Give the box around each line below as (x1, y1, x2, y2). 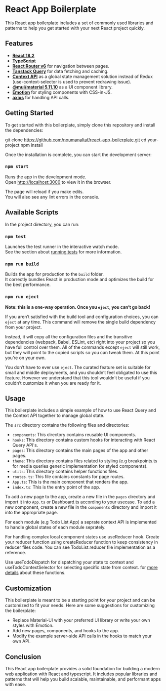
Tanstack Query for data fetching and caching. (12, 68, 109, 74)
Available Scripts (5, 208, 58, 217)
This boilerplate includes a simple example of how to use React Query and (5, 407, 157, 413)
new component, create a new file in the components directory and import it (5, 504, 157, 510)
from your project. (5, 324, 42, 330)
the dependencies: (5, 127, 43, 133)
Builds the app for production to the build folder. (5, 271, 104, 277)
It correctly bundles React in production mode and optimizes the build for (5, 277, 154, 283)
